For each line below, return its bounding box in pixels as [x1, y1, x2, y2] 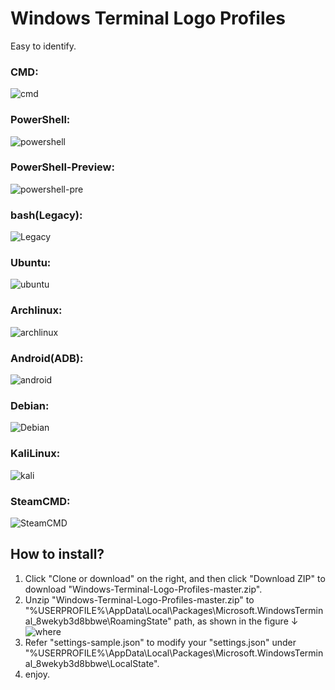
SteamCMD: [10, 494, 71, 508]
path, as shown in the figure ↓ [173, 615, 299, 627]
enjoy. [24, 668, 51, 680]
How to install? [10, 546, 105, 563]
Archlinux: [10, 303, 63, 317]
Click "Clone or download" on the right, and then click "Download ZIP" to [24, 572, 326, 584]
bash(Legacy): [10, 208, 83, 222]
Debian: [10, 398, 50, 412]
